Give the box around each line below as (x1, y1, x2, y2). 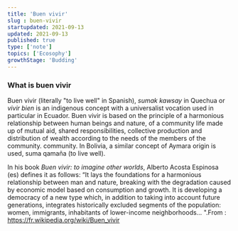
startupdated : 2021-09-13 (7, 23, 84, 31)
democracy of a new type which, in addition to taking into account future (7, 193, 220, 202)
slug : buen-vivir (7, 17, 62, 24)
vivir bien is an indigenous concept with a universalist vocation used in (7, 104, 215, 112)
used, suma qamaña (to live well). (7, 149, 106, 158)
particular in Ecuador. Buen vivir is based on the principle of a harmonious (7, 112, 225, 120)
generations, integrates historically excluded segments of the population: (7, 200, 222, 210)
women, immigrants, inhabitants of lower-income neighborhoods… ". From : (7, 208, 227, 217)
